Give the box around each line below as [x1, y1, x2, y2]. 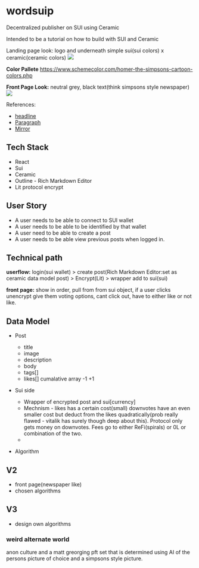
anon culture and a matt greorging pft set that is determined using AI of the [6, 549, 191, 556]
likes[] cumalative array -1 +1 [23, 375, 94, 382]
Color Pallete [6, 65, 39, 73]
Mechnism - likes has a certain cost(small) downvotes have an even [23, 405, 191, 412]
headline [14, 112, 37, 120]
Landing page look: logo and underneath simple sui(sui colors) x [6, 46, 164, 54]
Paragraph [14, 118, 41, 126]
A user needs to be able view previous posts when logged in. [14, 235, 165, 242]
